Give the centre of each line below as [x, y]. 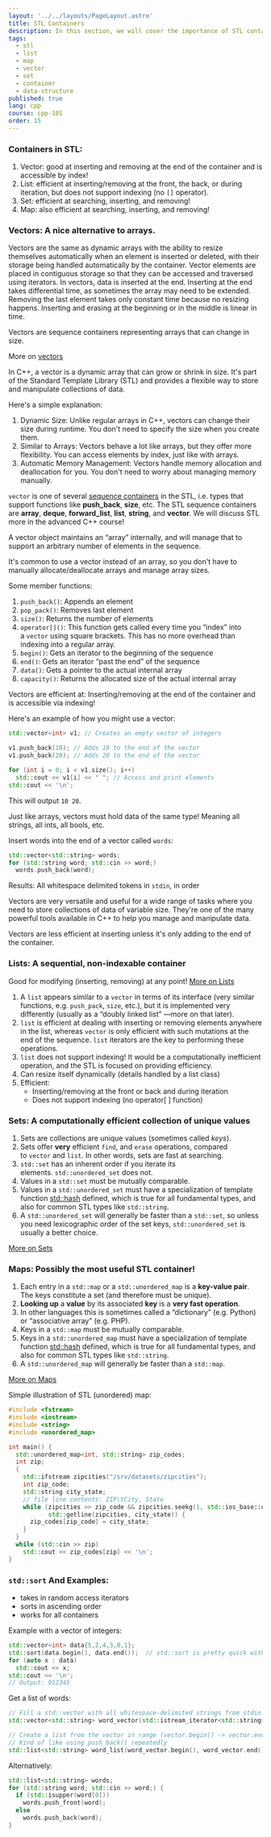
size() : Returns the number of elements [87, 619]
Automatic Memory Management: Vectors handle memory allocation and [141, 463]
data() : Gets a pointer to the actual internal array [101, 670]
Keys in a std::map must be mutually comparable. [102, 1329]
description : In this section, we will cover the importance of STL [126, 31]
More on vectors [36, 357]
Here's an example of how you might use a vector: [92, 718]
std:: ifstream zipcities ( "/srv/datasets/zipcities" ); [115, 1477]
